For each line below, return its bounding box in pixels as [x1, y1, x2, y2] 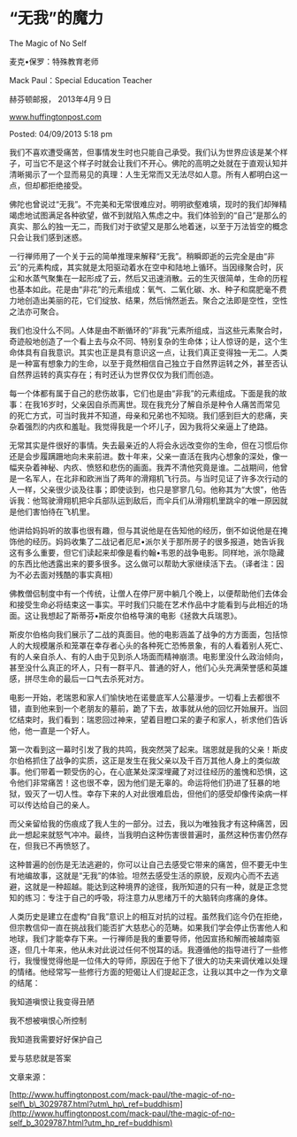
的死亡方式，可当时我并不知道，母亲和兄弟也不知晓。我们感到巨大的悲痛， [9, 410, 280, 420]
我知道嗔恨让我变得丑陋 [9, 996, 95, 1007]
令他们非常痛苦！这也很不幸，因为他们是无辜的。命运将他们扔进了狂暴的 [9, 777, 272, 787]
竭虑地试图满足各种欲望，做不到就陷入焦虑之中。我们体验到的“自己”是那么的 [9, 210, 287, 220]
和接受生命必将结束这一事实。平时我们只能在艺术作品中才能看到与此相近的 [9, 599, 280, 610]
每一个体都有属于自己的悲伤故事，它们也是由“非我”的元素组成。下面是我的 [9, 388, 280, 398]
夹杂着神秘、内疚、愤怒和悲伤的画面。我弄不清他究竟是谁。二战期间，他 [16, 462, 280, 472]
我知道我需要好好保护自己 [9, 1033, 103, 1044]
